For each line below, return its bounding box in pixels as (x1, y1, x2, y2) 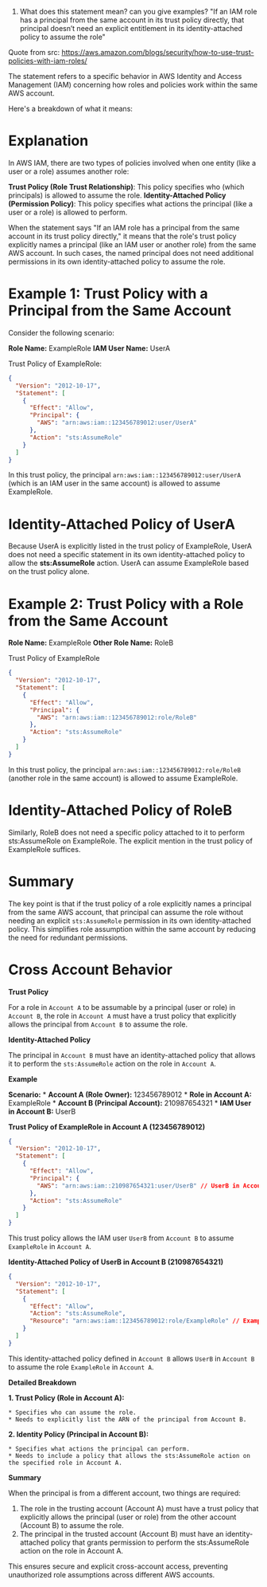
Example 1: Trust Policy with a (8, 285, 208, 303)
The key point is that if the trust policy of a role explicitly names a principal (8, 898, 252, 908)
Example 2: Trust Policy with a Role (8, 595, 244, 613)
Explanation (8, 132, 89, 150)
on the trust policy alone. (8, 567, 90, 576)
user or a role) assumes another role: (8, 167, 130, 176)
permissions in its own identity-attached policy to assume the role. (8, 257, 226, 266)
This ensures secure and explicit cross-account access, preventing (8, 1561, 229, 1571)
